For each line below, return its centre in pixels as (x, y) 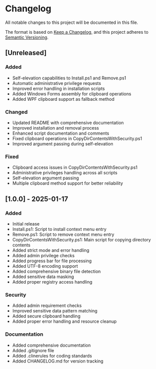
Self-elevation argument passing (46, 178)
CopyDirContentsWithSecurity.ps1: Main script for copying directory (81, 239)
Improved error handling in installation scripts (58, 88)
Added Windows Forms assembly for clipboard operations (72, 94)
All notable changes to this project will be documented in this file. (72, 22)
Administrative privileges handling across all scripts (65, 173)
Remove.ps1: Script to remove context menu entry (63, 234)
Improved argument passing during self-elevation (63, 144)
